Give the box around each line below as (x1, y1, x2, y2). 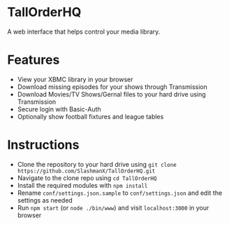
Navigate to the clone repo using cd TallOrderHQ (17, 173, 157, 182)
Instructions (7, 137, 80, 153)
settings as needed (17, 196, 73, 204)
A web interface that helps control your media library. (7, 27, 161, 36)
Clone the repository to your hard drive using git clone (17, 160, 177, 168)
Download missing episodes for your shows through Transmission (17, 82, 207, 91)
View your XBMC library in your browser (17, 75, 134, 83)
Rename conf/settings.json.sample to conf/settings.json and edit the (17, 189, 223, 197)
